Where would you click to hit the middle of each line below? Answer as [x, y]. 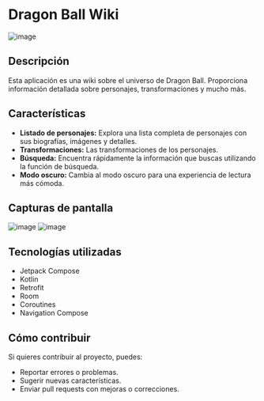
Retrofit [32, 288]
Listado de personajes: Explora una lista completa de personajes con [133, 133]
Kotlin [29, 279]
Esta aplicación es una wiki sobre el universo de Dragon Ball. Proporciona [128, 80]
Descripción [39, 61]
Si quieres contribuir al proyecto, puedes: [75, 357]
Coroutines [38, 305]
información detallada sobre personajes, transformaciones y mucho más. [127, 89]
